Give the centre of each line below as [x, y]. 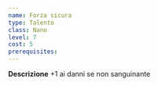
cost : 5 [21, 45]
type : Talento [31, 23]
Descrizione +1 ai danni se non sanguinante [79, 74]
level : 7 [22, 37]
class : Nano [28, 30]
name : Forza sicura [40, 15]
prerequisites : [33, 52]
